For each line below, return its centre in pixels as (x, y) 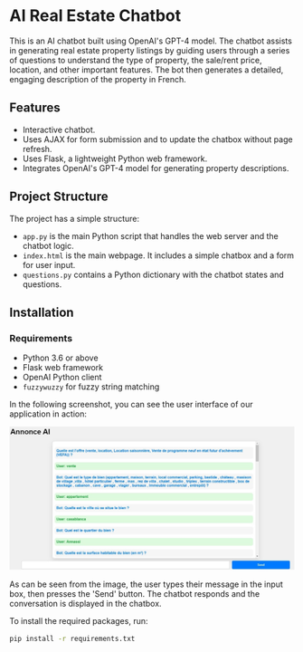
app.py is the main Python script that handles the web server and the (150, 235)
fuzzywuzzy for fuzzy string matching (91, 387)
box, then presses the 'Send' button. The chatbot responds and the (135, 593)
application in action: (48, 414)
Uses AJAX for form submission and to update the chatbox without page (157, 139)
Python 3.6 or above (60, 358)
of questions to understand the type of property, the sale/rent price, (136, 60)
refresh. (37, 149)
